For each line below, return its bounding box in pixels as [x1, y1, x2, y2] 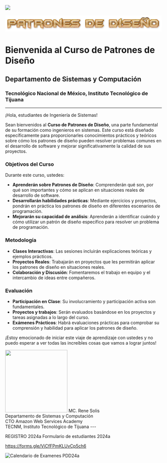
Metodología [5, 237, 36, 244]
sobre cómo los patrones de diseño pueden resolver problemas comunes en [5, 137, 162, 143]
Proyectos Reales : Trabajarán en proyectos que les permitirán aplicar [12, 259, 155, 265]
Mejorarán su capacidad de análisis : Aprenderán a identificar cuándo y [12, 214, 160, 220]
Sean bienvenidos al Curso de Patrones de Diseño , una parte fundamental [5, 121, 158, 127]
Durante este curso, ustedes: [5, 172, 65, 178]
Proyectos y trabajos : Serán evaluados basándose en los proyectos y [12, 309, 156, 315]
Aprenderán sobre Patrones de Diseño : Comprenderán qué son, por [12, 182, 154, 188]
